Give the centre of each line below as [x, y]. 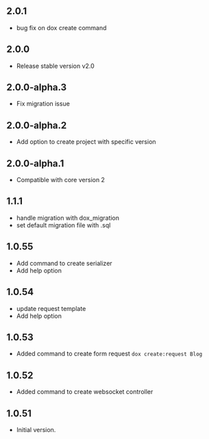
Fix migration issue [43, 104]
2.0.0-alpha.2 [37, 125]
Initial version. [36, 429]
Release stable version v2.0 [56, 66]
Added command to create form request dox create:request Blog [109, 354]
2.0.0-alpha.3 [37, 87]
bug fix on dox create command [61, 27]
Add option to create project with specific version [86, 142]
